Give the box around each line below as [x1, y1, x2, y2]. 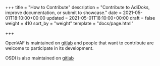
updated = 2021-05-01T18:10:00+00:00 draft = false [46, 15, 155, 21]
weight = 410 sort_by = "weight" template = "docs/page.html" [5, 20, 134, 26]
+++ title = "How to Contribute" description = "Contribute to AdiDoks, [5, 5, 150, 10]
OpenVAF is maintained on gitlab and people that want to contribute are [5, 40, 154, 46]
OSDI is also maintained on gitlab [5, 55, 74, 61]
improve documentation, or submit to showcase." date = [5, 10, 122, 16]
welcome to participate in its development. [5, 45, 94, 51]
